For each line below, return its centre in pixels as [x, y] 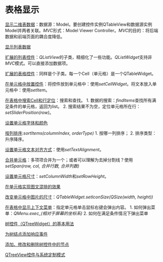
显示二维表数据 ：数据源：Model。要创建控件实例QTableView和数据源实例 [79, 24]
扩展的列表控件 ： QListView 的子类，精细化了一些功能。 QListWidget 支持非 [79, 57]
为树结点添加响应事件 [26, 234]
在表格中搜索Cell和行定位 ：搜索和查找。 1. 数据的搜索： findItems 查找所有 [79, 100]
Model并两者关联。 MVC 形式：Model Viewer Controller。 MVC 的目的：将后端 [82, 30]
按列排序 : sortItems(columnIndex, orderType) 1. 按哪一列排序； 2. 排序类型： [81, 133]
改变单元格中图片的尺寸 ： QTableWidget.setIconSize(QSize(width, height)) [79, 197]
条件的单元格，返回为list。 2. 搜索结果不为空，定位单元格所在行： [75, 106]
